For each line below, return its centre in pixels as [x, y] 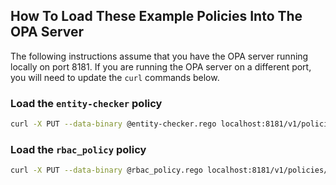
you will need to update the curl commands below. [115, 77]
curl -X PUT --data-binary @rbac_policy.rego [106, 170]
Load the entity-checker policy [86, 103]
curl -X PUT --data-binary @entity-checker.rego [113, 124]
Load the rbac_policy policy [78, 149]
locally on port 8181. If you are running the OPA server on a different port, [161, 66]
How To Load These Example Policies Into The [156, 16]
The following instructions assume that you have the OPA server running [159, 56]
